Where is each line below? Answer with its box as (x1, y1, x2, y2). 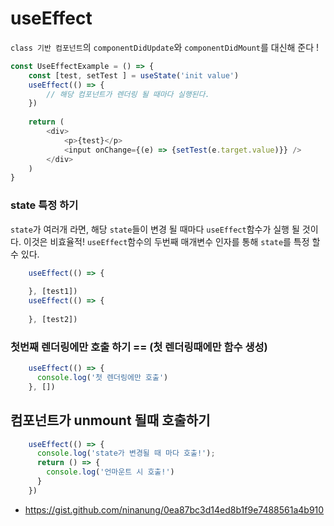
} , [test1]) (28, 287, 78, 297)
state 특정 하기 (10, 198, 79, 212)
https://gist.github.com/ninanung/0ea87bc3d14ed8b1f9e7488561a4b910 (24, 503, 325, 516)
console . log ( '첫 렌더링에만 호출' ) (36, 373, 169, 383)
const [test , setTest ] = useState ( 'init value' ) (28, 70, 240, 81)
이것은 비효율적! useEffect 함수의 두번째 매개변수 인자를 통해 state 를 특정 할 (23, 235, 321, 247)
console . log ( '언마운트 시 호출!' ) (46, 467, 175, 477)
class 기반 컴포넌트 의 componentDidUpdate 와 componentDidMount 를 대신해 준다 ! (10, 41, 320, 53)
